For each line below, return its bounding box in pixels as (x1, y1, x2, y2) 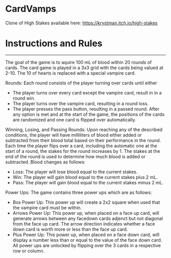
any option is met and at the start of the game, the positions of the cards (12, 111, 165, 117)
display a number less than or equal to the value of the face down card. (12, 237, 162, 243)
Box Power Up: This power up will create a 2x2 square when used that (12, 199, 160, 205)
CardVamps (5, 3, 56, 15)
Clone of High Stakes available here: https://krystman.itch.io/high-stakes (5, 20, 158, 26)
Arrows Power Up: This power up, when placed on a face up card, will (12, 210, 159, 216)
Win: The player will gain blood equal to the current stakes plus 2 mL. (12, 174, 158, 180)
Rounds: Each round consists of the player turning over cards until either (5, 80, 157, 86)
